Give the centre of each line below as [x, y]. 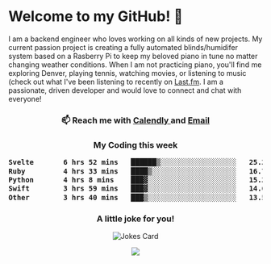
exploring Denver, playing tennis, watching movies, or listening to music [127, 73]
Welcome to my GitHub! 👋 [96, 17]
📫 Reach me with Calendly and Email [135, 120]
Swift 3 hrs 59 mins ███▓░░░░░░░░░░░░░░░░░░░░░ [123, 189]
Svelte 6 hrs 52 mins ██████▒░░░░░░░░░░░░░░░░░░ [123, 162]
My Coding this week [135, 145]
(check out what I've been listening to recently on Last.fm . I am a [116, 82]
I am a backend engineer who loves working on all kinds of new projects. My [135, 39]
